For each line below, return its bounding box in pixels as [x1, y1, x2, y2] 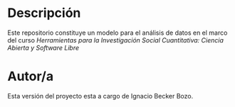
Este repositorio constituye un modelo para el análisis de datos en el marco [7, 28, 228, 37]
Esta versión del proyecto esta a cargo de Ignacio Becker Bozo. [7, 91, 194, 100]
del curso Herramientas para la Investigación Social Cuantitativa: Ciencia [7, 35, 224, 44]
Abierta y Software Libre [7, 43, 80, 52]
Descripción [7, 5, 81, 21]
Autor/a [7, 69, 54, 84]
